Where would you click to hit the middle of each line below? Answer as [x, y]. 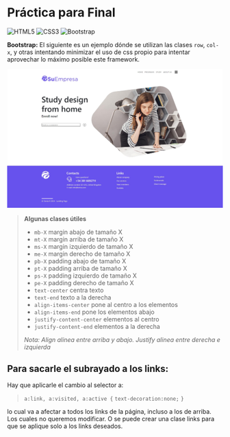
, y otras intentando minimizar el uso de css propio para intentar [100, 52]
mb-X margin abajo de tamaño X [78, 232]
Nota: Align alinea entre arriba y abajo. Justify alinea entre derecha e [122, 340]
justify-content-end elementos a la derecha [97, 327]
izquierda [37, 347]
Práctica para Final [61, 13]
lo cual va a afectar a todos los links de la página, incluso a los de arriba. [110, 412]
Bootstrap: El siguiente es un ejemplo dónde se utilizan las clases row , [106, 44]
